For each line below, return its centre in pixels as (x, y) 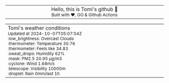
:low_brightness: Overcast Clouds (41, 39)
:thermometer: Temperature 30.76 (41, 44)
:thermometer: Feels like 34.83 (38, 49)
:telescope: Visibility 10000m (37, 69)
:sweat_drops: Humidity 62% (36, 54)
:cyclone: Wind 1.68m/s (31, 64)
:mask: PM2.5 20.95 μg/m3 (35, 59)
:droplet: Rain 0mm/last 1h (34, 74)
